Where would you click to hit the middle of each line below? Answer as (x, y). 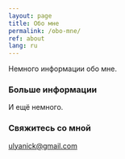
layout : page (30, 16)
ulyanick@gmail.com (43, 145)
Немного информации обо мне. (63, 69)
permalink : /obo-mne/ (45, 31)
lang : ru (23, 46)
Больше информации (53, 90)
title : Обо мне (34, 23)
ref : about (27, 38)
